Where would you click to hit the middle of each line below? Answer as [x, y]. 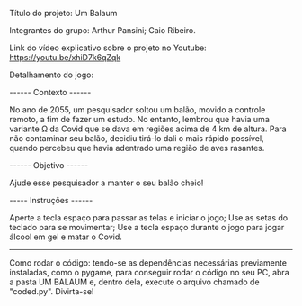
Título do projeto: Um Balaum [63, 13]
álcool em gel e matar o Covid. [66, 237]
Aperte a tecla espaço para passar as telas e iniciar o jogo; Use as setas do [149, 218]
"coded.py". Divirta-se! [52, 291]
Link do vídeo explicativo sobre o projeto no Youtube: [108, 48]
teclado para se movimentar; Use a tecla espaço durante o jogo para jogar [147, 227]
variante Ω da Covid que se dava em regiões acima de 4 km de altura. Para [148, 129]
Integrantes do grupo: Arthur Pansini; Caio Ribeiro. [102, 30]
